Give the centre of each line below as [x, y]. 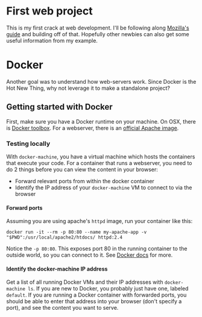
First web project [49, 11]
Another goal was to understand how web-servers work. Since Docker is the [101, 81]
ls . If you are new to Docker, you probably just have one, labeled [108, 289]
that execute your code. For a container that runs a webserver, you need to [99, 163]
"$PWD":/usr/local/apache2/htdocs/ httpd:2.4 [64, 237]
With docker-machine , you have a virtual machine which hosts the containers [101, 156]
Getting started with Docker [59, 107]
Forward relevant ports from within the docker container [85, 181]
